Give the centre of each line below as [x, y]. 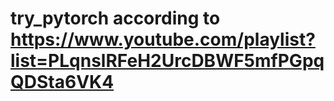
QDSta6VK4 [62, 82]
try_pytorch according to [115, 18]
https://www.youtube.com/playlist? [163, 39]
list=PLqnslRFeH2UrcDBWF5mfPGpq [167, 61]
